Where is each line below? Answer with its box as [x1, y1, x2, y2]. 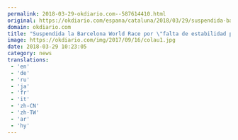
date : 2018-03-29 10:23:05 [7, 43, 87, 50]
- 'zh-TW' [10, 109, 40, 116]
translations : [7, 57, 50, 64]
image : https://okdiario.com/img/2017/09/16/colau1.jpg [7, 37, 176, 44]
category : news [7, 50, 52, 57]
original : [7, 17, 37, 24]
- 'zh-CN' [10, 103, 40, 110]
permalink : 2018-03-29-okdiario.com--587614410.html [7, 10, 166, 18]
